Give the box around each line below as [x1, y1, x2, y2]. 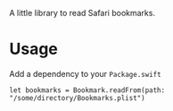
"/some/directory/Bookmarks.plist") [9, 93, 145, 102]
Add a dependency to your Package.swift [9, 68, 162, 79]
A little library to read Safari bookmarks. [9, 8, 156, 18]
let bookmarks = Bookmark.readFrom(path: [9, 85, 166, 95]
